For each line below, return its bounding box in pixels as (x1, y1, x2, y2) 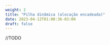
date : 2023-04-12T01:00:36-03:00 (5, 16, 76, 21)
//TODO (5, 35, 22, 41)
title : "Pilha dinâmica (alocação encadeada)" (5, 12, 105, 17)
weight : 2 (5, 7, 26, 12)
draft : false (5, 21, 33, 26)
